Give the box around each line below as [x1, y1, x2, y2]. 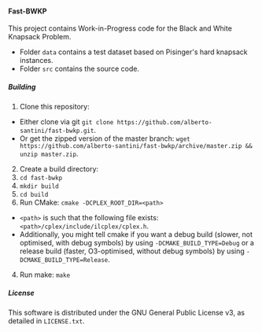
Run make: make [19, 270, 71, 279]
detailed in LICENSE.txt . [8, 316, 85, 326]
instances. [19, 56, 54, 65]
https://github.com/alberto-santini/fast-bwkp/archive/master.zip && [19, 142, 253, 150]
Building [8, 82, 36, 91]
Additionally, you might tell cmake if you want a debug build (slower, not [19, 230, 253, 239]
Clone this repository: [19, 102, 90, 112]
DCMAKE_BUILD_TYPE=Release [19, 256, 109, 264]
